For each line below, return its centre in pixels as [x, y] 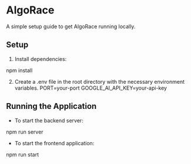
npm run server [25, 132]
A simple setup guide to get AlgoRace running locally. [71, 26]
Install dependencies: [41, 59]
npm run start [23, 154]
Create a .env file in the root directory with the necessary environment [100, 81]
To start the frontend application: [54, 143]
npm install [19, 70]
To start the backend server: [49, 120]
